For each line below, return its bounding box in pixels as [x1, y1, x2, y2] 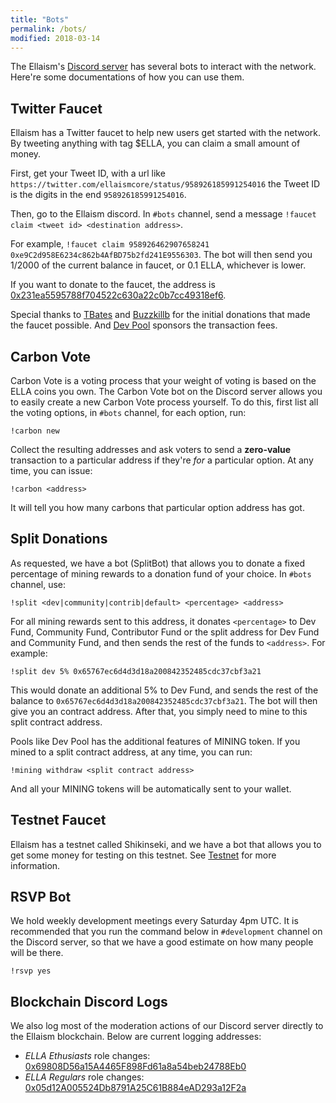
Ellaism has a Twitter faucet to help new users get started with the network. [10, 127, 322, 139]
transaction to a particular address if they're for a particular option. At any [10, 454, 314, 466]
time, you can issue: [10, 465, 93, 476]
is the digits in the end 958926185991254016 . [10, 189, 187, 201]
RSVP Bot [10, 889, 72, 906]
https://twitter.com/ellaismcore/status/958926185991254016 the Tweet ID [10, 178, 321, 190]
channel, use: [10, 578, 67, 590]
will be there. [10, 947, 64, 959]
